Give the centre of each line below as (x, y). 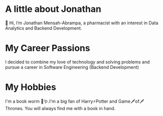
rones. (14, 108)
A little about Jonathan (53, 9)
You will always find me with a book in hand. (70, 108)
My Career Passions (48, 48)
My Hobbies (31, 87)
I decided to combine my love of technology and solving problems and (78, 62)
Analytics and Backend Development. (44, 28)
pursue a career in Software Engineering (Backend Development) (72, 67)
